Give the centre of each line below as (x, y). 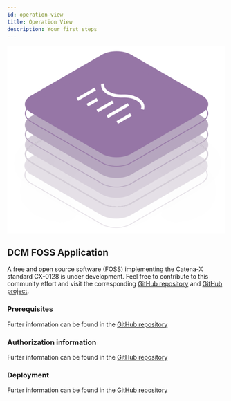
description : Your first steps (52, 29)
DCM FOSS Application (58, 253)
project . (18, 291)
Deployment (28, 375)
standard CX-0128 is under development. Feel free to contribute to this (108, 277)
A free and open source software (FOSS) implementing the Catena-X (105, 269)
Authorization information (52, 342)
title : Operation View (40, 22)
